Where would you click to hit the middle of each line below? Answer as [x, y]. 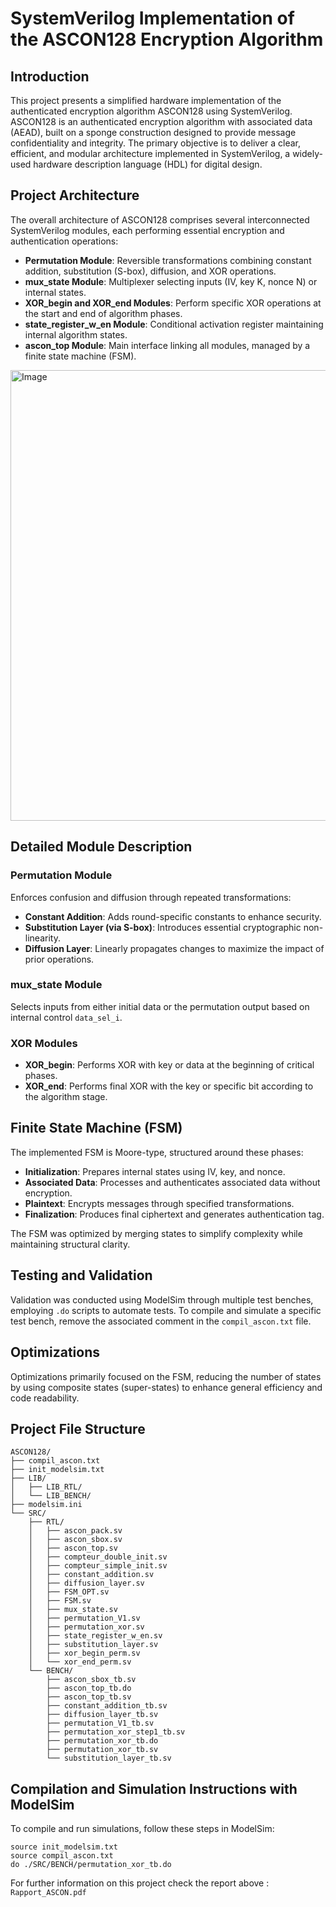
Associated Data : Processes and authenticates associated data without [172, 1182]
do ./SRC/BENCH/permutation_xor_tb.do [91, 1865]
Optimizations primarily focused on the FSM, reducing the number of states [166, 1376]
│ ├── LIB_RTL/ [46, 1487]
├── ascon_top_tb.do [89, 1688]
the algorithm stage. [66, 1097]
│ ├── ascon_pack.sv [75, 1531]
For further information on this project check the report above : [140, 1883]
